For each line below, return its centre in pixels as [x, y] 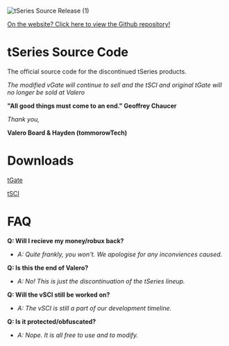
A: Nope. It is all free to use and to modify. [78, 335]
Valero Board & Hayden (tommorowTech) [67, 133]
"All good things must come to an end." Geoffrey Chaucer [92, 106]
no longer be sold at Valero [46, 92]
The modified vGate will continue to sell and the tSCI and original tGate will [114, 85]
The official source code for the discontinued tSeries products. [97, 71]
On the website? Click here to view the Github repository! [89, 24]
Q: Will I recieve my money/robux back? [66, 240]
